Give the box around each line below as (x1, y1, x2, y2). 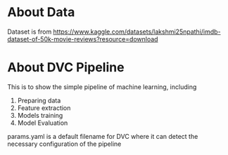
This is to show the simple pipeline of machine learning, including (7, 82, 197, 91)
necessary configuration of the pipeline (7, 140, 122, 148)
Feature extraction (17, 103, 71, 112)
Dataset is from (7, 27, 52, 36)
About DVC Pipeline (7, 60, 125, 76)
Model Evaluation (17, 119, 68, 127)
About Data (7, 4, 75, 20)
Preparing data (17, 96, 61, 105)
